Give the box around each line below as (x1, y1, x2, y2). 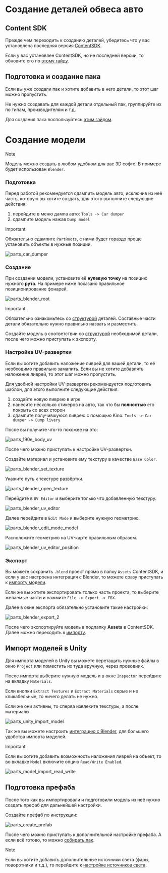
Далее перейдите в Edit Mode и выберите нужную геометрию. (5, 515, 140, 521)
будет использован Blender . (5, 166, 65, 172)
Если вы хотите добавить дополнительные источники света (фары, (5, 856, 150, 862)
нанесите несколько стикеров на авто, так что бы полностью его (12, 402, 155, 408)
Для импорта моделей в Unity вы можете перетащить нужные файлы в (5, 658, 159, 664)
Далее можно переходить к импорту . (5, 629, 87, 635)
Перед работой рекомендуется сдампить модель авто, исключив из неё (5, 190, 162, 196)
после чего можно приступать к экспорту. (5, 336, 97, 342)
